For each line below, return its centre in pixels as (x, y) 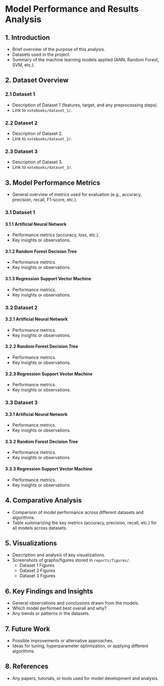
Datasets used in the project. (41, 54)
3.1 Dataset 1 (20, 213)
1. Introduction (27, 37)
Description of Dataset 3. (37, 162)
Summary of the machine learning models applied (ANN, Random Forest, (85, 60)
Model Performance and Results (72, 9)
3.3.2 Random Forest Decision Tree (42, 441)
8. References (27, 667)
